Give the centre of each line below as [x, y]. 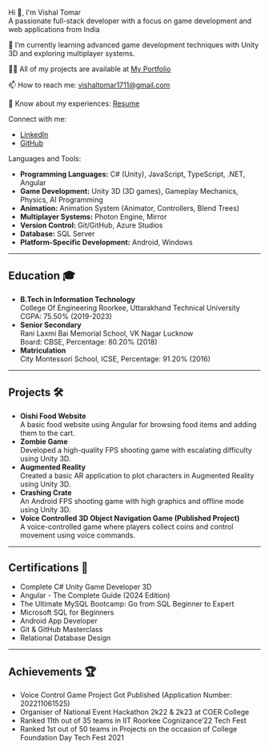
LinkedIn [34, 135]
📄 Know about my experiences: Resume [74, 103]
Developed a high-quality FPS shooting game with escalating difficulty [136, 450]
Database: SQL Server [57, 234]
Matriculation [43, 350]
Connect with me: [37, 119]
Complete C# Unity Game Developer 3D [86, 587]
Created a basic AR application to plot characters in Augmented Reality [137, 475]
